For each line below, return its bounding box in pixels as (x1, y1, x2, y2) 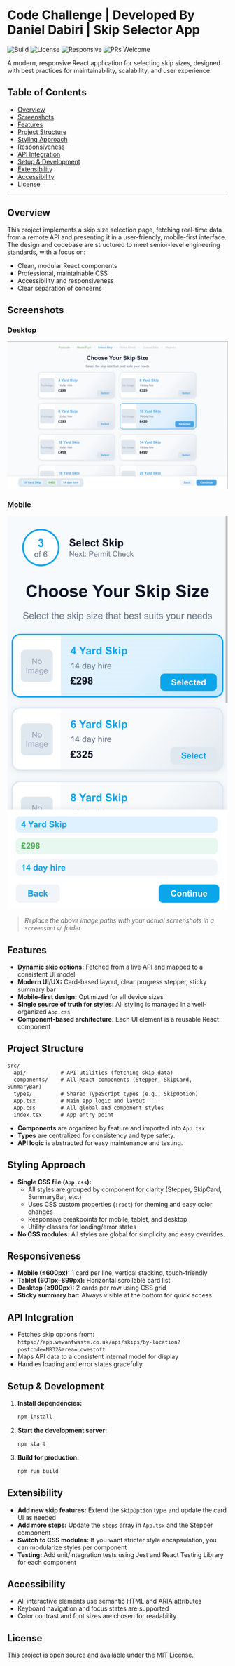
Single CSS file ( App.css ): (17, 1177, 92, 1186)
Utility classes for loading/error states (27, 1222, 137, 1231)
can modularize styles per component (17, 1543, 127, 1552)
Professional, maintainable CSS (17, 269, 108, 277)
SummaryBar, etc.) (27, 1192, 82, 1201)
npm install (17, 1413, 52, 1421)
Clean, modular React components (17, 261, 117, 270)
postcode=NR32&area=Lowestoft (17, 1347, 106, 1354)
